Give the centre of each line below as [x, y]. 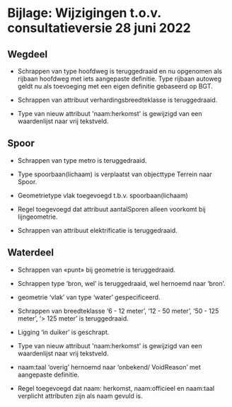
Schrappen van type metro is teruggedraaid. [82, 160]
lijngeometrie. [37, 217]
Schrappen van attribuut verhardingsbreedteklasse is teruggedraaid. [117, 100]
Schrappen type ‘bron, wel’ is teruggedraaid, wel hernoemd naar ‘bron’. [121, 283]
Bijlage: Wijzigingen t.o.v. [84, 13]
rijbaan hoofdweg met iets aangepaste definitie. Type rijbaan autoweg [119, 79]
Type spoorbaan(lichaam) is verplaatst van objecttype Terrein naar [115, 174]
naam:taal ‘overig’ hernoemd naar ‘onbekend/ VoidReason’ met [109, 367]
